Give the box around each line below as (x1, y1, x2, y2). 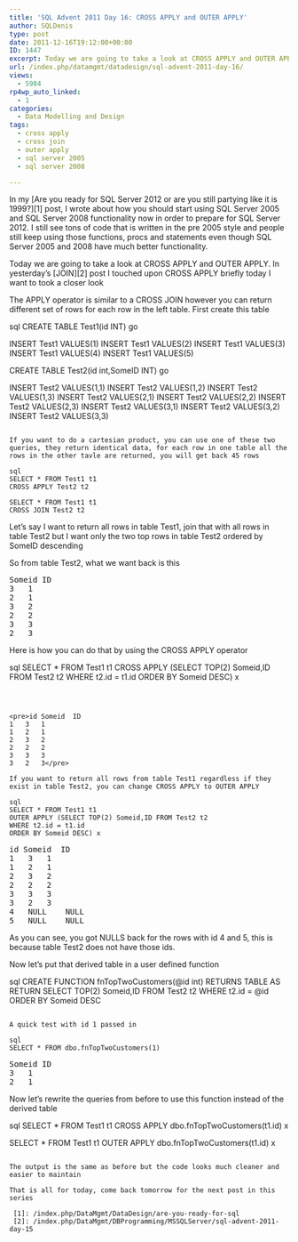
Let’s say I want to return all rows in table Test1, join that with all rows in (9, 521, 270, 532)
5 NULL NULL (9, 915, 84, 926)
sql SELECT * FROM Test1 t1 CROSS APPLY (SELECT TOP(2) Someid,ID (9, 662, 271, 673)
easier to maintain (9, 1171, 82, 1180)
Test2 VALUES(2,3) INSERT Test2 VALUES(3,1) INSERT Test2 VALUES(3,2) (9, 401, 281, 412)
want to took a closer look (9, 278, 104, 288)
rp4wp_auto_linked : (9, 87, 82, 96)
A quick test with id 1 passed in (9, 1020, 137, 1029)
